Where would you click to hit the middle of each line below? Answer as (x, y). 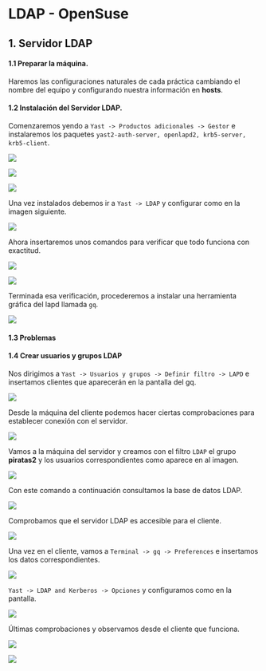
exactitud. (25, 250)
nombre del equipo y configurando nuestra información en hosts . (115, 89)
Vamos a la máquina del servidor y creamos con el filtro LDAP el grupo (122, 451)
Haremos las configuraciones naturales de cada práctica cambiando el (124, 81)
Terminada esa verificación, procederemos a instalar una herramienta (123, 295)
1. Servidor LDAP (51, 43)
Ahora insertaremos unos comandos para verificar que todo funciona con (129, 242)
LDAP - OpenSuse (68, 14)
